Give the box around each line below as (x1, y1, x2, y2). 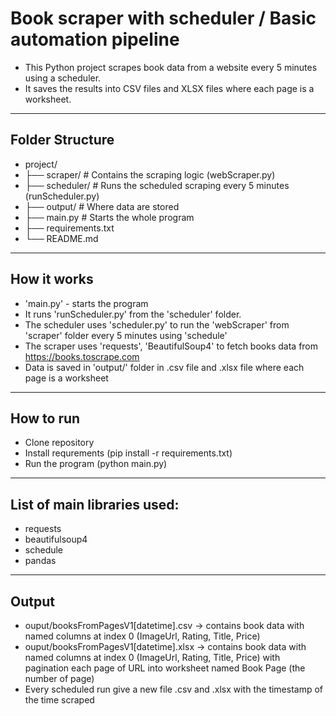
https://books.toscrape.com (24, 350, 140, 362)
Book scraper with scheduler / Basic (10, 7, 317, 30)
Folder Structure (10, 132, 115, 149)
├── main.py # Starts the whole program (24, 211, 195, 223)
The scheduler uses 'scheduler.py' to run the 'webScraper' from (24, 318, 290, 331)
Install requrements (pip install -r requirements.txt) (24, 447, 233, 459)
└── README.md (24, 232, 99, 244)
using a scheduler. (24, 72, 102, 84)
